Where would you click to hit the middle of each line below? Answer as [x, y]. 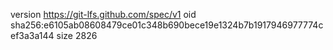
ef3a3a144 [32, 35]
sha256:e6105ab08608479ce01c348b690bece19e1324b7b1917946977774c [167, 25]
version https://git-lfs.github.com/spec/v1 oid [103, 14]
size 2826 [77, 35]
